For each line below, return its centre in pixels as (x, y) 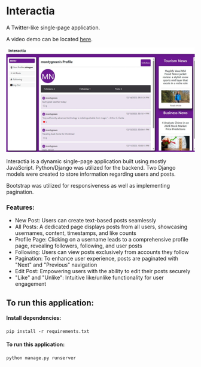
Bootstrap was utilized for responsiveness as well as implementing (88, 186)
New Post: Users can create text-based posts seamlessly (86, 221)
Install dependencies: (34, 318)
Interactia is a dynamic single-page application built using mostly (86, 161)
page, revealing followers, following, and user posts (78, 246)
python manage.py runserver (41, 358)
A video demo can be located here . (49, 39)
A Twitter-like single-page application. (53, 27)
